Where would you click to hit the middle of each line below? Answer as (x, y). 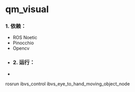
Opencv (21, 48)
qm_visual (27, 9)
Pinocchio (23, 43)
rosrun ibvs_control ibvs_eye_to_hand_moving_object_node (68, 84)
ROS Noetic (25, 38)
